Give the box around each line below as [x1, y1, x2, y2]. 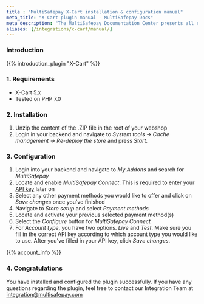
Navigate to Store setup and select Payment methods [15, 205, 149, 212]
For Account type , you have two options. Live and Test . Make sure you [15, 224, 192, 232]
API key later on [15, 185, 55, 193]
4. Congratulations [6, 264, 63, 272]
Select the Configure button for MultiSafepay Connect [15, 218, 151, 225]
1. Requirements [6, 75, 55, 83]
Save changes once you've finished [15, 198, 105, 206]
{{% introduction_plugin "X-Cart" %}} [6, 60, 100, 67]
